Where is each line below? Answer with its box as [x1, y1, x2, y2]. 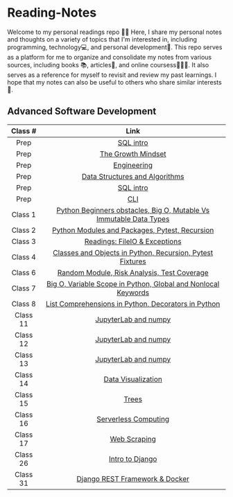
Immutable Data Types [96, 213, 170, 223]
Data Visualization [103, 374, 163, 384]
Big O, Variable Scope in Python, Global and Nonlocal [46, 279, 220, 288]
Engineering [113, 160, 153, 170]
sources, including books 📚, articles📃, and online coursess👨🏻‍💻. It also [7, 60, 209, 69]
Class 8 [11, 299, 36, 308]
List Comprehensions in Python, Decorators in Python [46, 299, 221, 308]
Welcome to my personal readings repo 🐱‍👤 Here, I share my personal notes [7, 28, 222, 36]
